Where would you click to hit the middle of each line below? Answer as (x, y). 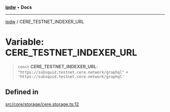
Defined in (22, 92)
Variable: (25, 42)
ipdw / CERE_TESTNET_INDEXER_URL (45, 22)
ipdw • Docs (18, 7)
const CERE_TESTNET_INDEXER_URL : (57, 66)
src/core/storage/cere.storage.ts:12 (42, 104)
